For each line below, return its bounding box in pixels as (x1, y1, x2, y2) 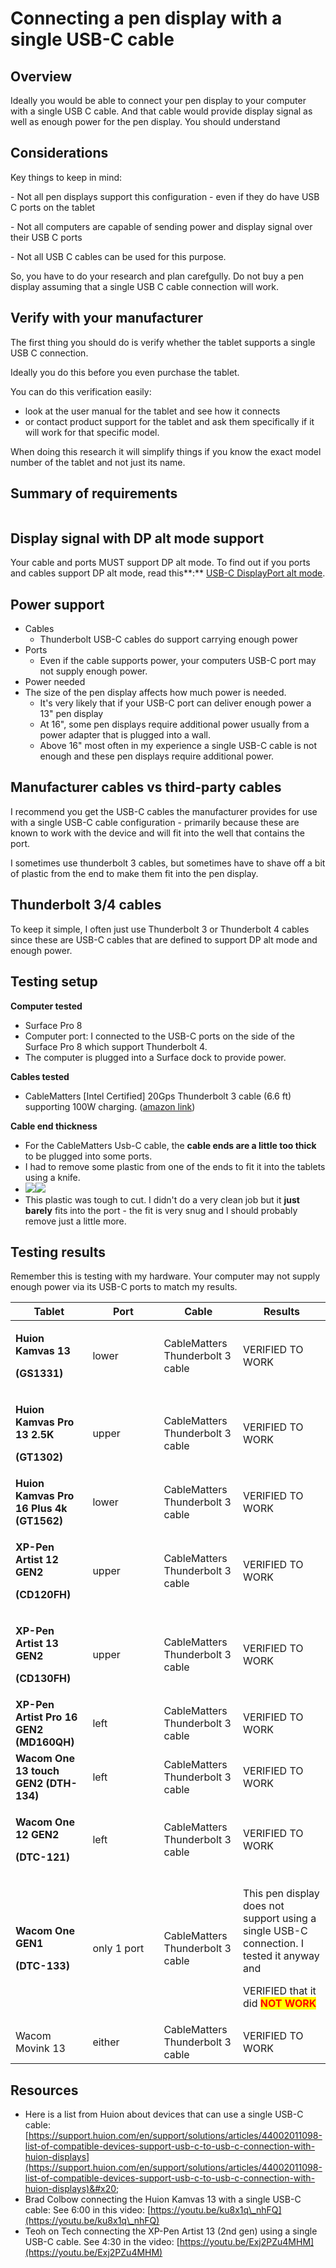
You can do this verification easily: (10, 385, 152, 397)
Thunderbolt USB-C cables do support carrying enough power (39, 633, 298, 646)
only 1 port (92, 1942, 145, 1956)
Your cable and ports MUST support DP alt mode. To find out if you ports (10, 557, 311, 569)
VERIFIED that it (242, 1984, 317, 1998)
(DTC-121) (15, 1850, 70, 1864)
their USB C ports (10, 231, 83, 243)
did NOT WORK (242, 1997, 317, 2011)
